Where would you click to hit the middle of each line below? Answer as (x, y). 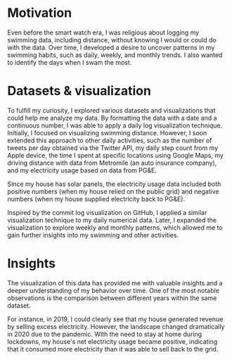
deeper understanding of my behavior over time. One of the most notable (114, 290)
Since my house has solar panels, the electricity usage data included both (114, 184)
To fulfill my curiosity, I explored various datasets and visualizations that (111, 110)
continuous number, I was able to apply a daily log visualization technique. (115, 125)
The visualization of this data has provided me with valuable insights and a (115, 283)
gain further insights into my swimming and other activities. (93, 235)
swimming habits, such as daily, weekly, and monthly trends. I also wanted (115, 55)
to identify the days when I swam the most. (70, 62)
